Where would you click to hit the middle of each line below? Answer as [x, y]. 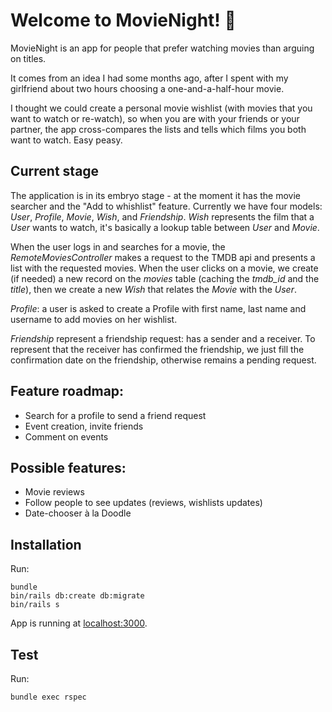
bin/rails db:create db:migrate [77, 596]
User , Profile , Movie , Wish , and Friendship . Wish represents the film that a [162, 216]
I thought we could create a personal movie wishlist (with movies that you [161, 108]
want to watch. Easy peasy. [66, 140]
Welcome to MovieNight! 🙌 [123, 20]
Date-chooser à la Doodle [78, 513]
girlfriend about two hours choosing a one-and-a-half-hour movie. [147, 88]
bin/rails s [35, 605]
